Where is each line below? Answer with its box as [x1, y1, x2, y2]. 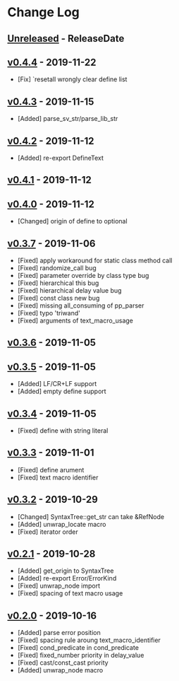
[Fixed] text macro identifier [17, 473, 99, 482]
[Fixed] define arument [17, 465, 85, 474]
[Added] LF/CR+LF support [17, 380, 97, 388]
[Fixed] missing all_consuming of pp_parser [17, 301, 144, 310]
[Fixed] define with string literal [17, 426, 109, 435]
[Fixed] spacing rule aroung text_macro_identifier [17, 636, 161, 644]
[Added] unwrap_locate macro [17, 520, 106, 528]
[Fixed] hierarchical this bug [17, 279, 99, 287]
